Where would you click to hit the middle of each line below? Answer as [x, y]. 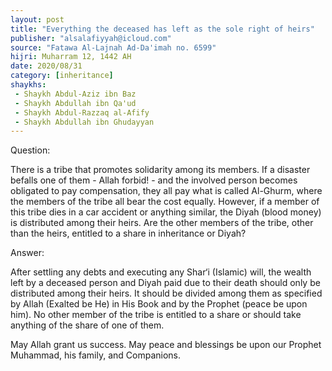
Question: [30, 150]
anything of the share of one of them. [87, 325]
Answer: [27, 253]
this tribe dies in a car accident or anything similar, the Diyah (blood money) [166, 212]
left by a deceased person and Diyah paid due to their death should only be [165, 283]
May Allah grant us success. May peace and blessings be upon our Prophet [166, 345]
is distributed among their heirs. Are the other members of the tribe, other [162, 223]
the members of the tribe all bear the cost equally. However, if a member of [165, 202]
